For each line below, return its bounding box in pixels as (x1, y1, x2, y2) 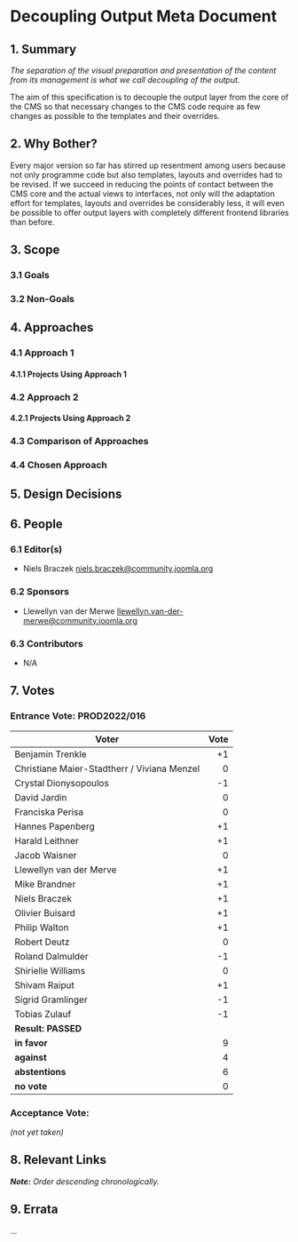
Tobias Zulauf (14, 1007, 72, 1020)
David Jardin (14, 791, 67, 803)
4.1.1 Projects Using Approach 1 (10, 369, 128, 379)
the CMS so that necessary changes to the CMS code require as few (10, 101, 261, 112)
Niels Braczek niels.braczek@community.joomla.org (22, 563, 214, 574)
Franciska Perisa (14, 806, 83, 818)
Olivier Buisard (14, 906, 76, 919)
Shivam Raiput (14, 979, 74, 991)
